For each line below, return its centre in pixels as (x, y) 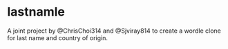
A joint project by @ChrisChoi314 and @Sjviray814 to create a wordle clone (114, 31)
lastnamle (36, 12)
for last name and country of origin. (58, 37)
